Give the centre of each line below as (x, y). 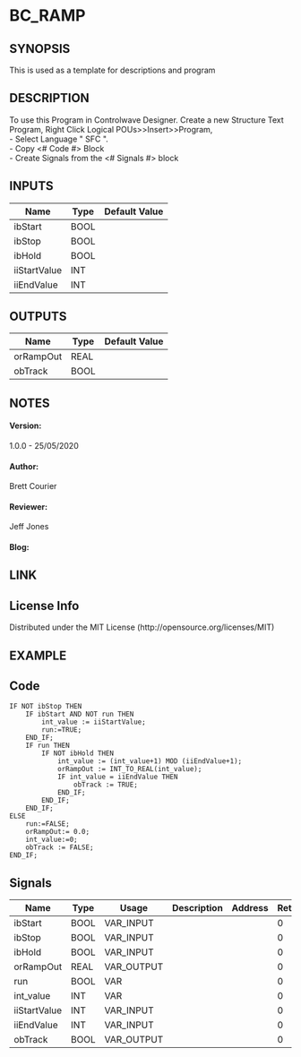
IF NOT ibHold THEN (78, 753)
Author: (24, 466)
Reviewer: (28, 506)
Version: (26, 425)
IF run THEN (47, 746)
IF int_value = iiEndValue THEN (117, 777)
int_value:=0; (52, 840)
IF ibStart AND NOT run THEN (80, 714)
